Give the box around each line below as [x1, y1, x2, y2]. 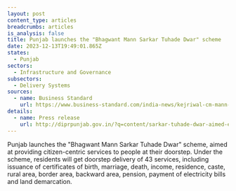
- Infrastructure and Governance [13, 69, 112, 76]
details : [7, 108, 33, 115]
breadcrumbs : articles [7, 23, 74, 30]
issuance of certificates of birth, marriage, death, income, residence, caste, [7, 162, 226, 171]
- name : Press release [13, 114, 80, 121]
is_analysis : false [7, 29, 65, 37]
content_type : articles [7, 17, 77, 24]
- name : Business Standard [13, 95, 93, 102]
